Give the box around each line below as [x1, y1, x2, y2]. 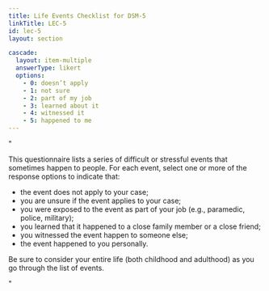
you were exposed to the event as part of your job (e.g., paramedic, [19, 205, 246, 214]
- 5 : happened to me [23, 116, 92, 125]
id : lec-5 [8, 27, 42, 35]
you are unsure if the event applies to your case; [19, 196, 182, 205]
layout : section [8, 34, 63, 43]
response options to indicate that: [8, 171, 120, 181]
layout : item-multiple [15, 57, 92, 65]
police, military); [19, 213, 74, 222]
